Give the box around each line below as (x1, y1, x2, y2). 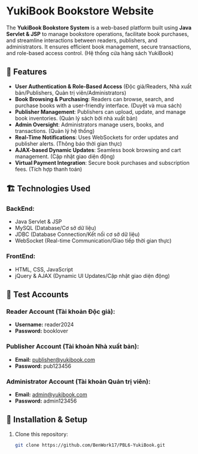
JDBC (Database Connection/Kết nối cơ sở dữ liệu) (14, 231, 140, 238)
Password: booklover (14, 328, 69, 335)
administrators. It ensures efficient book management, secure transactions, (6, 43, 191, 50)
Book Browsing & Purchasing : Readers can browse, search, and (14, 95, 174, 102)
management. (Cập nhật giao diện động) (14, 153, 115, 160)
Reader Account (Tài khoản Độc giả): (6, 307, 115, 316)
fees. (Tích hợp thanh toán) (14, 165, 83, 172)
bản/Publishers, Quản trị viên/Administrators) (14, 89, 127, 96)
